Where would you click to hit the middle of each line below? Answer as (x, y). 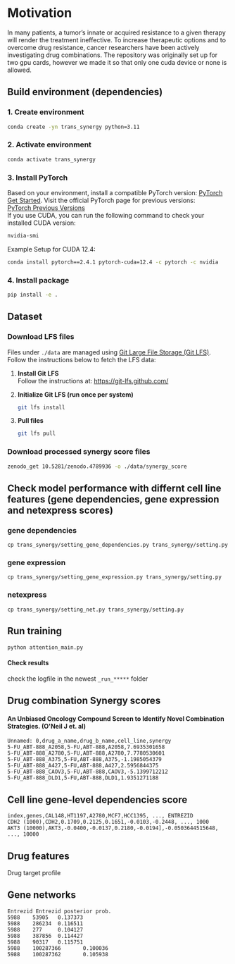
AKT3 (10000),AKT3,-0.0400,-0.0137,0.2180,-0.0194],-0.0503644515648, (113, 828)
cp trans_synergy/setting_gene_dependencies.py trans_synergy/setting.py (118, 545)
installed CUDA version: (42, 223)
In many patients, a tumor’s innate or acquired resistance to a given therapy (117, 32)
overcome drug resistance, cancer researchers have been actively (103, 47)
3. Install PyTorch (38, 178)
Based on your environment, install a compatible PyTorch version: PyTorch (115, 192)
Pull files (30, 421)
